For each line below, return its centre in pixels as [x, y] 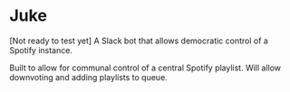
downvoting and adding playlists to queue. [88, 77]
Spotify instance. [41, 50]
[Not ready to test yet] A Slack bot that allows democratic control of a [139, 41]
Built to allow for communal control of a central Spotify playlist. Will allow [145, 68]
